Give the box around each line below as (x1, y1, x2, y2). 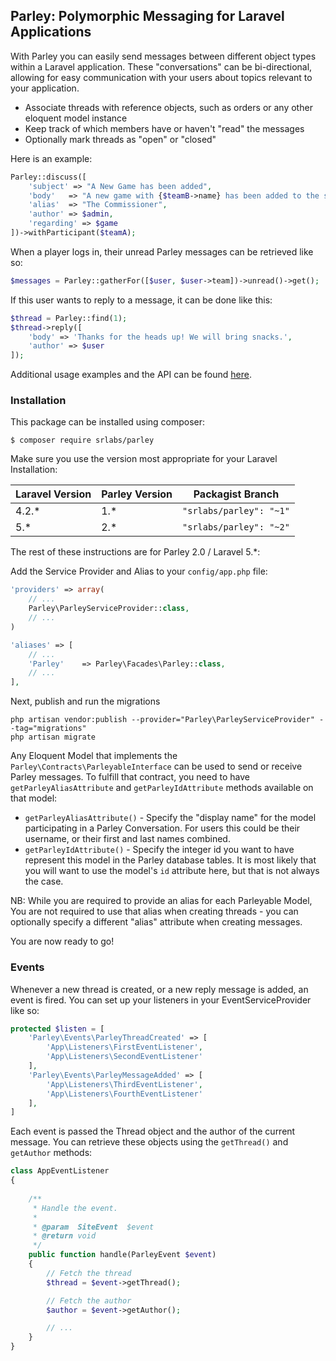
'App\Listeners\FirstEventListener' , (46, 1042, 203, 1053)
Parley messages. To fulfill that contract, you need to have (10, 771, 250, 783)
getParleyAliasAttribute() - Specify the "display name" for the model (24, 812, 317, 824)
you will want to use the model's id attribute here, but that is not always (24, 865, 320, 877)
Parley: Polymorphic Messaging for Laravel (10, 8, 285, 25)
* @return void (32, 1231, 97, 1241)
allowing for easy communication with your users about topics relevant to (10, 71, 313, 83)
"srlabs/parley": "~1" (182, 505, 290, 517)
